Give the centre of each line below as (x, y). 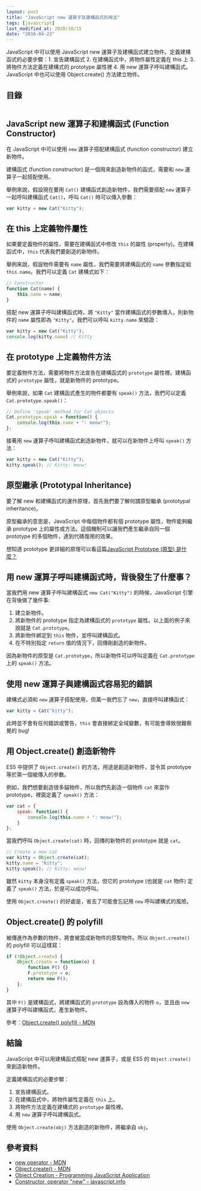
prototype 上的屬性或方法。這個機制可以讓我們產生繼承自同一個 (91, 528)
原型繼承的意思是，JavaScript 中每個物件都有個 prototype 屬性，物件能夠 (97, 521)
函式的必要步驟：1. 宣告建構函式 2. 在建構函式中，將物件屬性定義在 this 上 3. (100, 59)
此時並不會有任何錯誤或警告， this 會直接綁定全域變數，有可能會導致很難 (97, 723)
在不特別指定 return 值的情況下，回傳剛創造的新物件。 (82, 643)
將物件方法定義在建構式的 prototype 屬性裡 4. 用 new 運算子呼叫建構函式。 (99, 67)
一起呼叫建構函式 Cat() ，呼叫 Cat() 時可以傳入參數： (72, 197)
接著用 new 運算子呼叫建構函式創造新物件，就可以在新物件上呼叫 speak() (95, 441)
